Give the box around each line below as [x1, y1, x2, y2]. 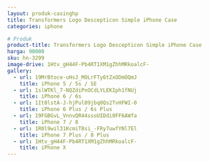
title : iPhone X [19, 144, 67, 152]
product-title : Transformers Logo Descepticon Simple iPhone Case [7, 42, 202, 49]
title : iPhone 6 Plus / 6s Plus [19, 106, 112, 113]
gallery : [7, 67, 32, 74]
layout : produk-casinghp [7, 10, 79, 17]
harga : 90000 [7, 48, 45, 55]
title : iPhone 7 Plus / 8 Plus [19, 132, 110, 139]
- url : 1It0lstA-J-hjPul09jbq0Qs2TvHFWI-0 [13, 99, 137, 107]
